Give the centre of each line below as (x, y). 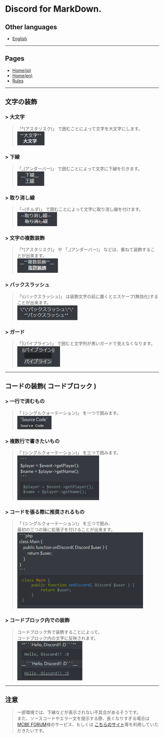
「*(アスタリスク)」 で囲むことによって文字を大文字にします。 (80, 128)
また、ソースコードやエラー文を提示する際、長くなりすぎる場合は (83, 718)
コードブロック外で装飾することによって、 (60, 632)
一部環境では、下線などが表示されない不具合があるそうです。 (79, 712)
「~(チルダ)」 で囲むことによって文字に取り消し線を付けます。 (80, 209)
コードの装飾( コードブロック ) (51, 386)
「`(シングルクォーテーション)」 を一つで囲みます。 (69, 413)
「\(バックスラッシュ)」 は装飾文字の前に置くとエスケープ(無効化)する (88, 296)
